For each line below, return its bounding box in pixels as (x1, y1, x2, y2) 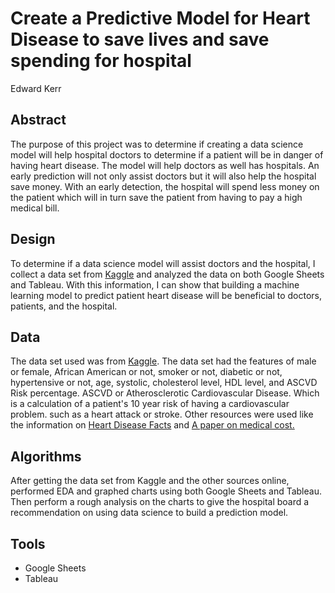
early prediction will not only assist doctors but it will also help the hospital (10, 170, 317, 182)
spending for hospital (10, 50, 192, 72)
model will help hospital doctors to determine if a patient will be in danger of (10, 148, 324, 161)
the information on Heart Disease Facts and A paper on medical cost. (10, 419, 295, 431)
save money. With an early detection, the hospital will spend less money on (10, 180, 320, 192)
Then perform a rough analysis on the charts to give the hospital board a (10, 496, 310, 508)
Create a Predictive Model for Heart (10, 7, 311, 30)
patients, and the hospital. (10, 300, 118, 312)
